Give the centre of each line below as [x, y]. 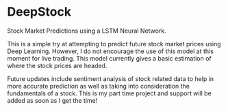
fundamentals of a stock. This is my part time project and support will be [110, 93]
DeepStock [39, 12]
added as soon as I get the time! [52, 100]
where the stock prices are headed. [57, 65]
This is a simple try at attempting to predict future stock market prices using [114, 44]
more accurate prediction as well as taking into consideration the [99, 86]
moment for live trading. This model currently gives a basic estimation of [110, 58]
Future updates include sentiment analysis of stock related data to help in [111, 78]
